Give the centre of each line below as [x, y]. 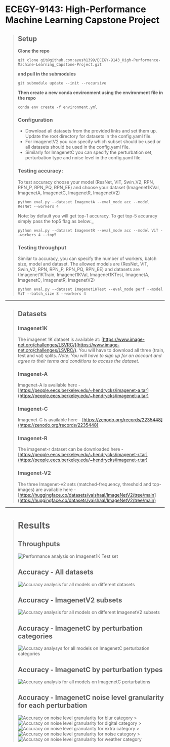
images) [26, 490]
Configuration [35, 120]
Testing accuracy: [40, 171]
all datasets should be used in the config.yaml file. [77, 147]
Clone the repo [33, 51]
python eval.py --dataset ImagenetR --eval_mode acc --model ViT [88, 230]
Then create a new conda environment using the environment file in [90, 93]
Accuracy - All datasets [55, 572]
